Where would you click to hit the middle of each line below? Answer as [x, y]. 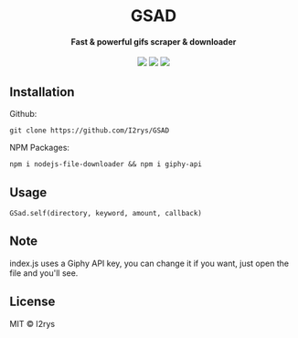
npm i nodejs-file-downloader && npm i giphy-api [106, 164]
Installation [42, 92]
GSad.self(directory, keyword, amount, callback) [106, 214]
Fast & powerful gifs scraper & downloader [154, 41]
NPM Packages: [40, 148]
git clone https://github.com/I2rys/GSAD [90, 131]
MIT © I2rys [32, 323]
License [32, 302]
